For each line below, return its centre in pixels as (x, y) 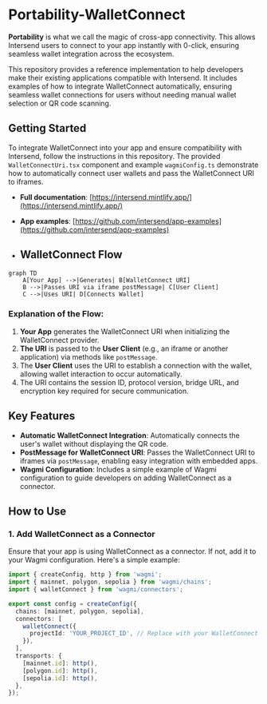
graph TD (23, 273)
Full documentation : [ (56, 197)
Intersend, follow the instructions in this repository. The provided (114, 156)
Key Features (42, 416)
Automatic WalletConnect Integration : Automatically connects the (130, 435)
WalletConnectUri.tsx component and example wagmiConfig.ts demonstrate (133, 165)
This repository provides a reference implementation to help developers (126, 69)
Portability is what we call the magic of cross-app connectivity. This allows (132, 37)
